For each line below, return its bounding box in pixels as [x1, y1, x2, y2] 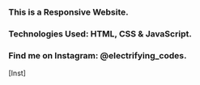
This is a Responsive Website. [8, 6, 129, 18]
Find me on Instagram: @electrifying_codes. [8, 49, 187, 61]
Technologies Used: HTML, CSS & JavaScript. [8, 28, 192, 39]
